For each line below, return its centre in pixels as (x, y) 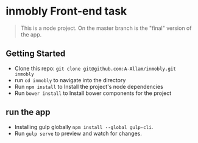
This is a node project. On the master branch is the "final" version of (106, 28)
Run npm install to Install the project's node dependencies (89, 86)
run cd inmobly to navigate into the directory (70, 80)
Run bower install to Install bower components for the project (93, 93)
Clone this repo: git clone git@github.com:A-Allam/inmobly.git (95, 68)
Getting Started (36, 54)
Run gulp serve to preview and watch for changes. (78, 133)
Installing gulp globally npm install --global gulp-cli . (84, 127)
